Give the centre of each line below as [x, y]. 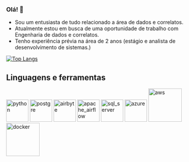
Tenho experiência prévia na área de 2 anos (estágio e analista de [95, 41]
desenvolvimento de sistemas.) [53, 47]
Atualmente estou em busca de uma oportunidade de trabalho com [97, 28]
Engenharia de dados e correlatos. [57, 35]
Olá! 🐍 [15, 9]
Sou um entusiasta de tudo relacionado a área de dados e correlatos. [99, 22]
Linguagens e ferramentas [56, 77]
